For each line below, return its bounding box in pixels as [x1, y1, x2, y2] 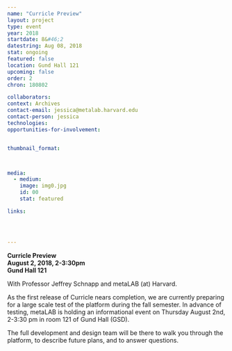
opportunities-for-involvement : [7, 126, 101, 133]
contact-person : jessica [7, 113, 79, 120]
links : [7, 208, 26, 215]
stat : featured [19, 195, 64, 202]
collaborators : [7, 94, 51, 101]
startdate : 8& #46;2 [7, 36, 64, 43]
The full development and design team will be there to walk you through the [7, 328, 224, 337]
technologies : [7, 120, 49, 126]
